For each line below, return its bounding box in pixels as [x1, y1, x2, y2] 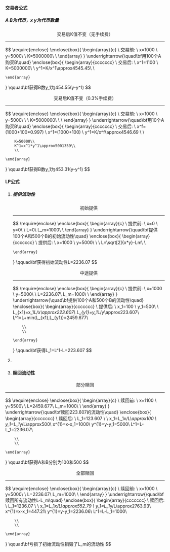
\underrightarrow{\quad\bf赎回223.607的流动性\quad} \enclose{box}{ [5, 409, 151, 416]
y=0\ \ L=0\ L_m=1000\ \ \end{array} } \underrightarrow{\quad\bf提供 [12, 227, 158, 233]
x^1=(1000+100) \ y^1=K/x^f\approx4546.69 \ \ [48, 129, 145, 135]
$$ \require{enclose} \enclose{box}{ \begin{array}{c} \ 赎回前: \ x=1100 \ [5, 397, 157, 403]
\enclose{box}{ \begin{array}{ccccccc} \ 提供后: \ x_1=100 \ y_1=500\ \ [12, 303, 159, 309]
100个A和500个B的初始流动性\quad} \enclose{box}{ [12, 233, 121, 239]
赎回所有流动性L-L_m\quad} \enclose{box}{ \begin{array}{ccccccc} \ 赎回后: [5, 497, 165, 503]
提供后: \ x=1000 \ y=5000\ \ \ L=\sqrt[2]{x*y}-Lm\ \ [38, 239, 146, 246]
